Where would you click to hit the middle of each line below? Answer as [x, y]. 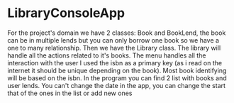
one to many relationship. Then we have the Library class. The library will [114, 48]
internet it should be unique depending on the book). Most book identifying [117, 70]
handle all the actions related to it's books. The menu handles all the [107, 55]
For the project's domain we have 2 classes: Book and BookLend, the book [117, 33]
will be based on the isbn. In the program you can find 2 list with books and [117, 78]
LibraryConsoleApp [66, 13]
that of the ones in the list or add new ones [70, 93]
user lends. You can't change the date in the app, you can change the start [116, 85]
